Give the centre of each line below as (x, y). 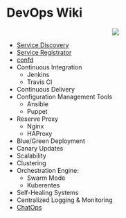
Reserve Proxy (37, 119)
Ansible (38, 104)
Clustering (31, 163)
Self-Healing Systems (47, 192)
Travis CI (39, 82)
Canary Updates (40, 148)
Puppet (37, 111)
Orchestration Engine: (47, 170)
